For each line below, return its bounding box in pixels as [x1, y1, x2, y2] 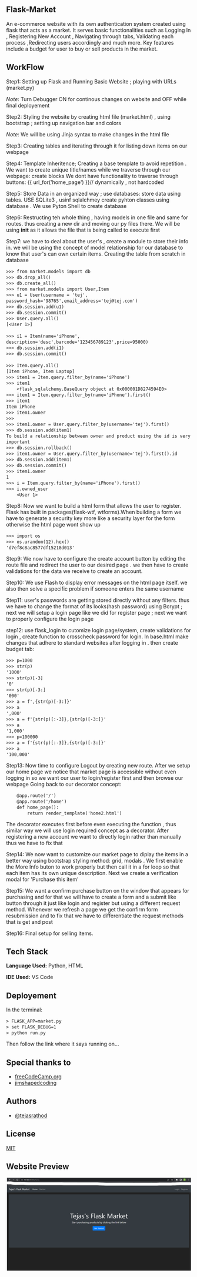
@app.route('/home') [16, 799, 67, 805]
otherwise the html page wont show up [6, 521, 101, 528]
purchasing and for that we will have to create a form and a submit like [6, 893, 176, 900]
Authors [6, 1096, 37, 1107]
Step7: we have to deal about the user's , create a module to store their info [6, 237, 189, 244]
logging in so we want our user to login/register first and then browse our [6, 774, 183, 781]
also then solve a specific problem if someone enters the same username [6, 585, 184, 592]
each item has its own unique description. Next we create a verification [6, 869, 178, 876]
